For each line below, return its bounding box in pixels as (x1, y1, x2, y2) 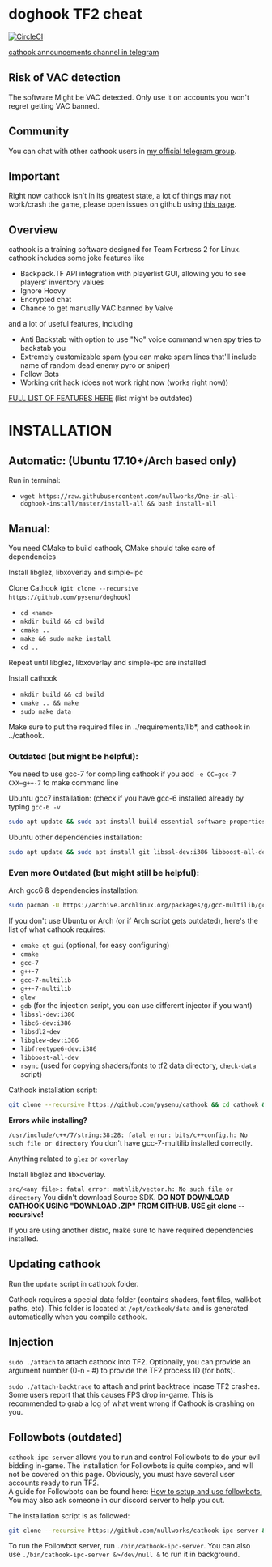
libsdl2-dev (19, 1028, 61, 1036)
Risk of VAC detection (8, 70, 121, 85)
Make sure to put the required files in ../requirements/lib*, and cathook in (8, 722, 251, 732)
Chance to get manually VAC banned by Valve (19, 303, 174, 313)
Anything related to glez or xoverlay (8, 1154, 129, 1164)
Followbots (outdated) (8, 1431, 123, 1445)
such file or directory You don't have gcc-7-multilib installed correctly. (8, 1138, 253, 1148)
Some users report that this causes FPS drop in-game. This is (8, 1390, 214, 1399)
